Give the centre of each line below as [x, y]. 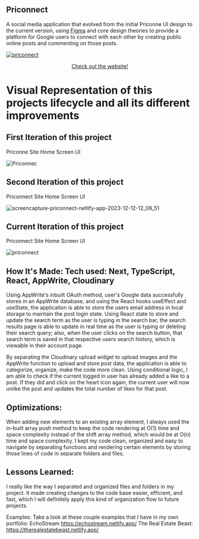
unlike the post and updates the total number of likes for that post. [87, 389]
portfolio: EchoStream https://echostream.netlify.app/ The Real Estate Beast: [100, 523]
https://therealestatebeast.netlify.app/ [53, 529]
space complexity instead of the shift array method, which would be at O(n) [99, 435]
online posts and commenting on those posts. [62, 43]
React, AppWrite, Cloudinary [60, 280]
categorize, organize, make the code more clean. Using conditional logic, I [97, 370]
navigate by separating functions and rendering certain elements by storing [99, 447]
